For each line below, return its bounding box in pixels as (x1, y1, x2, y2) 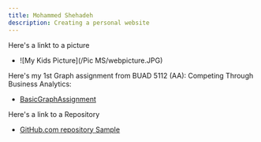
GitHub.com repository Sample (19, 125, 121, 134)
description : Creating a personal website (8, 19, 150, 27)
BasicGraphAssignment (19, 94, 96, 104)
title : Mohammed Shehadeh (8, 11, 93, 20)
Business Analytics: (8, 79, 73, 89)
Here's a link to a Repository (8, 109, 100, 118)
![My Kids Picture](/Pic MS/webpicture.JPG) (19, 56, 163, 65)
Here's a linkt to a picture (8, 40, 90, 49)
